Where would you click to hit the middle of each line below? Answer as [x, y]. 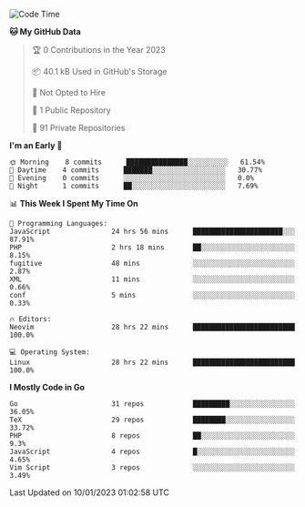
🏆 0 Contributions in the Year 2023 [98, 50]
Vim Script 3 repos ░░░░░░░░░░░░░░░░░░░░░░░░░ [152, 468]
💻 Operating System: [50, 352]
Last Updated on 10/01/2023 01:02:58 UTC [90, 492]
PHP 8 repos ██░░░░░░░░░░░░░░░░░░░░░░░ [152, 436]
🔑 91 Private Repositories [78, 128]
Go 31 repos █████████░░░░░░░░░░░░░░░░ [152, 404]
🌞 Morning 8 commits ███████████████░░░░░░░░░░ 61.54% [137, 162]
